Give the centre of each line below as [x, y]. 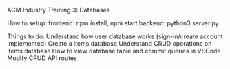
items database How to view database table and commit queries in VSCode [114, 51]
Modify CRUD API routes [42, 58]
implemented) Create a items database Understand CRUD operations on [109, 43]
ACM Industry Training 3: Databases [59, 10]
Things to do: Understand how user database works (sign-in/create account [115, 36]
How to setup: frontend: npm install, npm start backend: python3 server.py [113, 23]
